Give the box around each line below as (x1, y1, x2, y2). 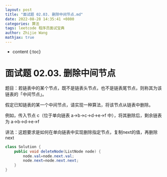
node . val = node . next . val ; (23, 154, 75, 159)
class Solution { (5, 144, 41, 149)
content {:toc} (12, 48, 41, 55)
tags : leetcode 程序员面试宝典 (5, 26, 65, 31)
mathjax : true (5, 35, 35, 40)
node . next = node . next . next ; (23, 158, 79, 163)
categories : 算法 (5, 21, 40, 26)
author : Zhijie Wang (5, 30, 48, 35)
